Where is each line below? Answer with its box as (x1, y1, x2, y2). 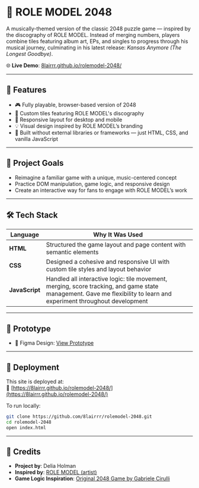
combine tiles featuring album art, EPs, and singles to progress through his (6, 37, 188, 45)
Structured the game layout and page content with (46, 241, 186, 249)
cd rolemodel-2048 (6, 419, 52, 425)
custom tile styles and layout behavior (46, 265, 152, 273)
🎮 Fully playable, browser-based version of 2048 (14, 101, 136, 108)
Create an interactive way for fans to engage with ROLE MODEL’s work (14, 187, 188, 194)
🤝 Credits (6, 447, 41, 457)
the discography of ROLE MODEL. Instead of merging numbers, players (6, 31, 180, 38)
